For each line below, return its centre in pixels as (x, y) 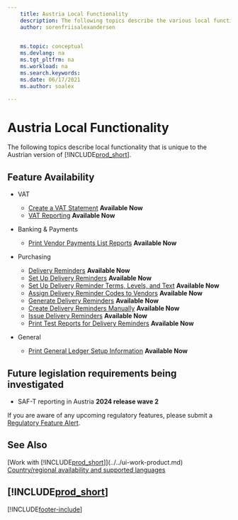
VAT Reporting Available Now (72, 216)
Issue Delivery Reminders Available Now (87, 316)
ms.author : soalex (47, 86)
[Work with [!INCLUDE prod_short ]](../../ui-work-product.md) (95, 462)
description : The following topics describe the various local (115, 21)
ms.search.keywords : (50, 73)
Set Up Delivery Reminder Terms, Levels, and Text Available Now (124, 286)
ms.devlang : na (42, 53)
